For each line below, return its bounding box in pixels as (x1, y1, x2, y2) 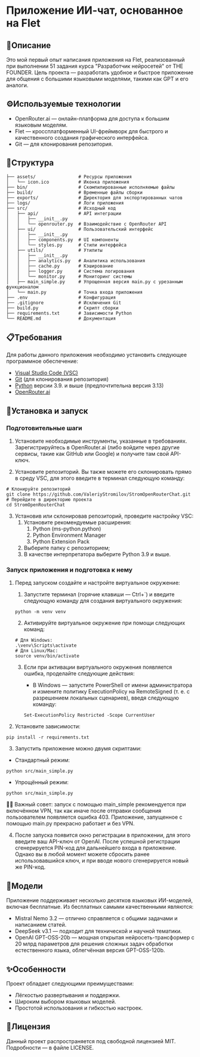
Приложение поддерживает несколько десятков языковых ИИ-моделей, (6, 897, 193, 904)
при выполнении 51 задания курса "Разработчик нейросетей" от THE (6, 62, 184, 70)
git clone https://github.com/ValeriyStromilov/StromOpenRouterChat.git (6, 491, 191, 498)
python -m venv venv (14, 609, 66, 615)
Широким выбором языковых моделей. (14, 998, 116, 1005)
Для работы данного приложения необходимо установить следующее (6, 352, 187, 359)
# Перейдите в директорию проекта (6, 497, 93, 503)
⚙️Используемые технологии (6, 99, 121, 109)
